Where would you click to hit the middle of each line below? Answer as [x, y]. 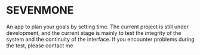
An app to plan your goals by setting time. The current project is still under [98, 27]
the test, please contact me [40, 46]
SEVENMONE [40, 10]
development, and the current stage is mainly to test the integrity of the [94, 33]
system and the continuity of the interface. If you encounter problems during [100, 39]
